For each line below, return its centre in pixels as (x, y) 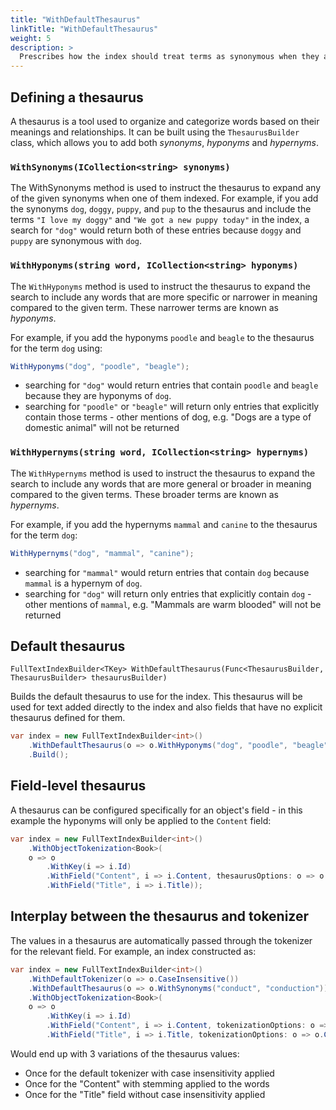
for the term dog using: (56, 348)
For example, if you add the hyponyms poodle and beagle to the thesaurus (162, 337)
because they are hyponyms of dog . (98, 396)
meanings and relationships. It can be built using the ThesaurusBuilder (155, 132)
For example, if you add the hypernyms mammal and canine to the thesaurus (164, 524)
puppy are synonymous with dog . (76, 241)
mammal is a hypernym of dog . (83, 583)
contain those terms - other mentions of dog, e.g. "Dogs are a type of (168, 417)
